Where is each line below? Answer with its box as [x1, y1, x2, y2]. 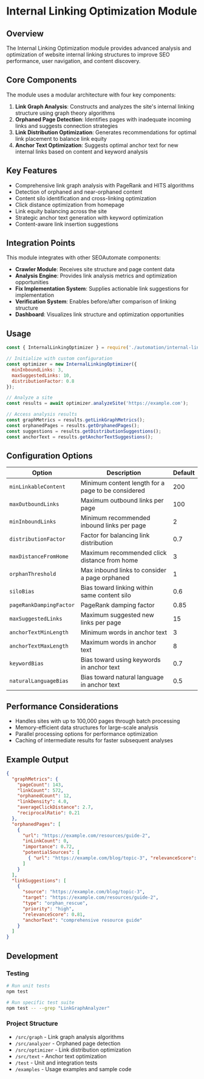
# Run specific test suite [6, 1000, 75, 1006]
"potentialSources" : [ [22, 850, 80, 856]
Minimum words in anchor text [80, 628, 167, 637]
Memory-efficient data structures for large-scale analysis [15, 724, 159, 731]
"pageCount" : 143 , [17, 782, 64, 788]
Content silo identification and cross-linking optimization [15, 194, 157, 201]
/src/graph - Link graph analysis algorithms [15, 1033, 124, 1040]
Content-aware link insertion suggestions [15, 220, 118, 228]
